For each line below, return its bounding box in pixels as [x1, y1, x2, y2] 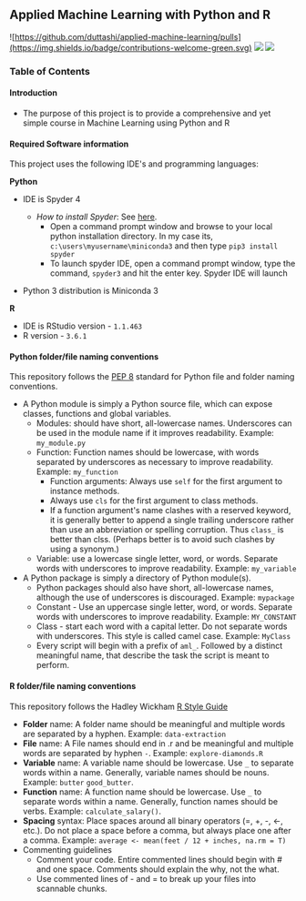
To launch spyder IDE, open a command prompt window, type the [49, 258, 296, 269]
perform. [36, 660, 70, 671]
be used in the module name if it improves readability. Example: [36, 428, 275, 439]
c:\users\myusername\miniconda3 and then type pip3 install [49, 240, 279, 251]
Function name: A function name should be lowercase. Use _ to [22, 786, 262, 797]
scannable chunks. [36, 883, 107, 894]
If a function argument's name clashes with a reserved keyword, [49, 505, 291, 516]
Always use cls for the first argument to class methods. [49, 495, 259, 506]
